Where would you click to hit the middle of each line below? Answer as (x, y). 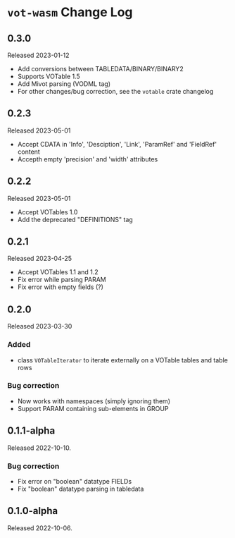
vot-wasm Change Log (70, 12)
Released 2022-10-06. (40, 528)
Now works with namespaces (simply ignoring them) (94, 401)
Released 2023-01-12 (38, 55)
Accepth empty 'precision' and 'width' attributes (88, 159)
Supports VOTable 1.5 (49, 76)
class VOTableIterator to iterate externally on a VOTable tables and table (123, 360)
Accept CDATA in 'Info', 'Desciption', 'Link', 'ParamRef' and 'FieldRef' (117, 144)
